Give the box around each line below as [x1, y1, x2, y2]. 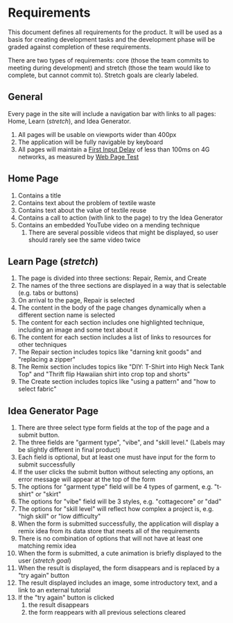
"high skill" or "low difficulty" [17, 512, 101, 521]
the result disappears [28, 601, 89, 609]
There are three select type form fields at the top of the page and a [17, 423, 210, 432]
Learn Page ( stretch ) [8, 255, 99, 267]
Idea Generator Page [8, 405, 99, 416]
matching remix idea [17, 542, 77, 550]
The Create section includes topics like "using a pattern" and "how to [17, 378, 216, 386]
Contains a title [17, 191, 62, 200]
